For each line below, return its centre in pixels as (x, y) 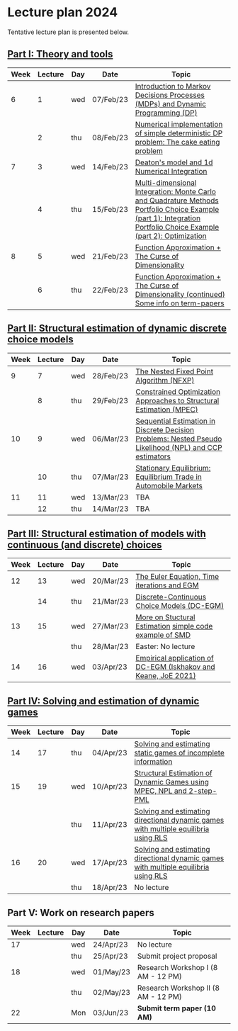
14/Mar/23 (110, 509)
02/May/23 (112, 992)
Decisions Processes (170, 95)
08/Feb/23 (110, 137)
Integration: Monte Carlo (175, 191)
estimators (153, 456)
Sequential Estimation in (176, 421)
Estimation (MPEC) (167, 410)
